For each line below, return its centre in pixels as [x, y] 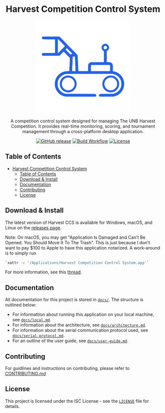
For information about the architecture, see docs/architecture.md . [79, 325]
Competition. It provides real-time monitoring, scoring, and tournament [83, 126]
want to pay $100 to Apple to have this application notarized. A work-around [83, 248]
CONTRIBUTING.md [25, 374]
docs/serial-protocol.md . [39, 336]
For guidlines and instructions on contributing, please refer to [67, 368]
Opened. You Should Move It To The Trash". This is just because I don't [78, 242]
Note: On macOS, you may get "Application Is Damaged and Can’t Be [75, 237]
